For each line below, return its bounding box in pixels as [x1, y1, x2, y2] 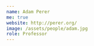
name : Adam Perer [6, 8, 50, 15]
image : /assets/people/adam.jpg [6, 25, 88, 32]
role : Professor [6, 31, 47, 37]
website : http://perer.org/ [6, 20, 78, 26]
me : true [6, 14, 29, 20]
